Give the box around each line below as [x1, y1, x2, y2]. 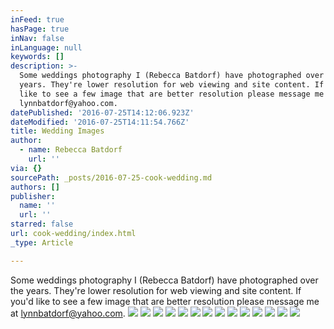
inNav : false [10, 33, 65, 43]
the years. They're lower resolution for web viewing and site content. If [10, 284, 302, 296]
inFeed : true [10, 14, 65, 25]
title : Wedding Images [10, 126, 105, 136]
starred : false [10, 219, 74, 230]
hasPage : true [10, 24, 70, 34]
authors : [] [10, 182, 60, 192]
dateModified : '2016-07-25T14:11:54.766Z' [10, 117, 190, 127]
